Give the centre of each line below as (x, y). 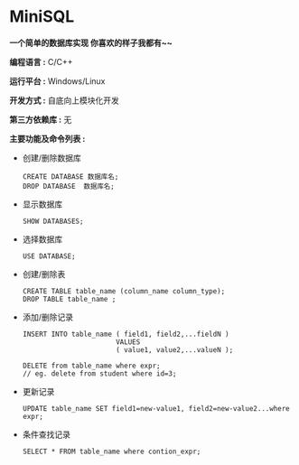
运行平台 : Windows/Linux (57, 81)
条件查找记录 (46, 434)
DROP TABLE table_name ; (69, 299)
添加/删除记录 (48, 317)
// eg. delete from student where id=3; (99, 373)
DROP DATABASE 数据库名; (68, 186)
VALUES (128, 342)
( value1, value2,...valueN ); (175, 349)
